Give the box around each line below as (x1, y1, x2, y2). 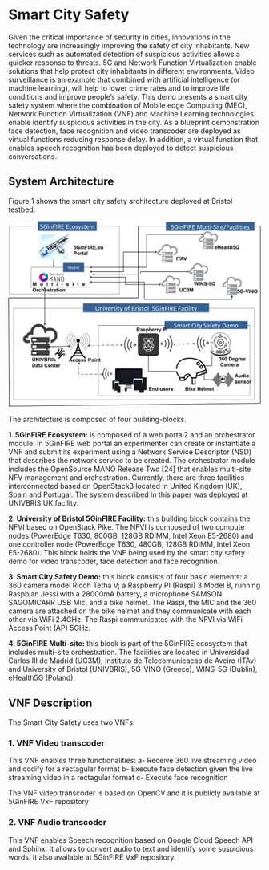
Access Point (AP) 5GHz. (8, 624, 90, 633)
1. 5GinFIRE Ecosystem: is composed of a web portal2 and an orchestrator (8, 430, 255, 440)
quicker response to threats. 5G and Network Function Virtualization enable (8, 58, 258, 67)
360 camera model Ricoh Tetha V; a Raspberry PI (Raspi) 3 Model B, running (8, 580, 261, 591)
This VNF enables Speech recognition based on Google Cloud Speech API (8, 835, 254, 844)
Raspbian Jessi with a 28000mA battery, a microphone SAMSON (8, 589, 223, 599)
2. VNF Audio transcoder (8, 817, 107, 828)
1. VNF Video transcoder (8, 738, 106, 749)
